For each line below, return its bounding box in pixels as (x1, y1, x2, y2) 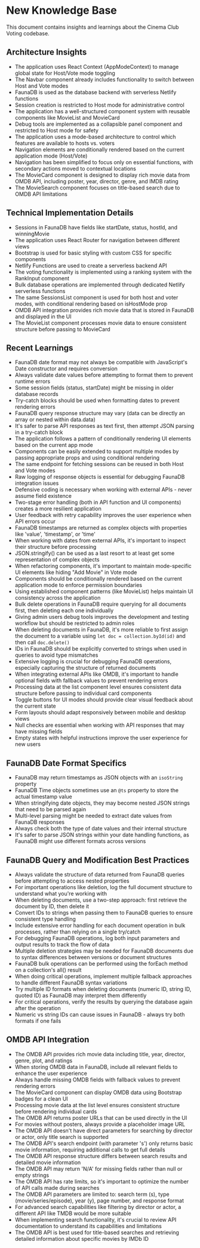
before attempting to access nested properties (14, 877, 130, 884)
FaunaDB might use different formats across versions (14, 838, 146, 845)
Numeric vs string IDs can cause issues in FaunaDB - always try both (14, 1011, 185, 1018)
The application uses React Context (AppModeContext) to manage (14, 63, 179, 70)
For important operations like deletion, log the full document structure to (14, 884, 193, 890)
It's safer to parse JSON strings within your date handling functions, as (14, 831, 189, 839)
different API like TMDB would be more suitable (14, 1210, 131, 1217)
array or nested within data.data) (14, 416, 96, 423)
